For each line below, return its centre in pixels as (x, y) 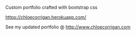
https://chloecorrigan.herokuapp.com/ (46, 17)
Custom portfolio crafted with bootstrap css (51, 7)
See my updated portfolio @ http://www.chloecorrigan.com (68, 27)
